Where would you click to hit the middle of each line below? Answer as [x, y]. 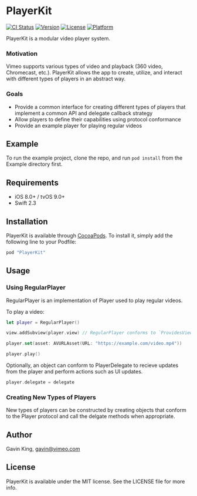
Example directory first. [34, 164]
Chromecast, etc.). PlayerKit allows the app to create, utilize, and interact [94, 73]
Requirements [32, 183]
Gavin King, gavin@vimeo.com [43, 449]
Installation [27, 221]
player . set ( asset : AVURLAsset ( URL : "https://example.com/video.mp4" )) [94, 344]
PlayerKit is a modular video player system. [58, 38]
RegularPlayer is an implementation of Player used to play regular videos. [94, 300]
